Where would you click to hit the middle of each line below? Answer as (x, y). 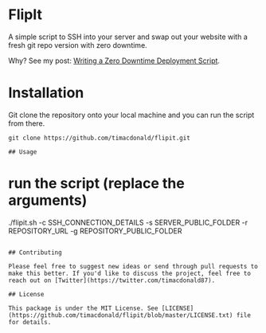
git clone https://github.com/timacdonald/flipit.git (100, 138)
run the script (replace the (96, 184)
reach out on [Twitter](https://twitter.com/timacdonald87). (112, 280)
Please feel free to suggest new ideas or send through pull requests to (133, 266)
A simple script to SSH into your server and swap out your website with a (128, 37)
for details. (30, 322)
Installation (46, 93)
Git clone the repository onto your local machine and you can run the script (131, 115)
